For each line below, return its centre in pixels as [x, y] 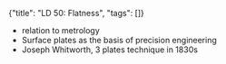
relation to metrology [61, 30]
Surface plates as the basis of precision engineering [119, 40]
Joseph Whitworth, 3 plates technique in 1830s [110, 50]
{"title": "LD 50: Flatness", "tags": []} [76, 13]
